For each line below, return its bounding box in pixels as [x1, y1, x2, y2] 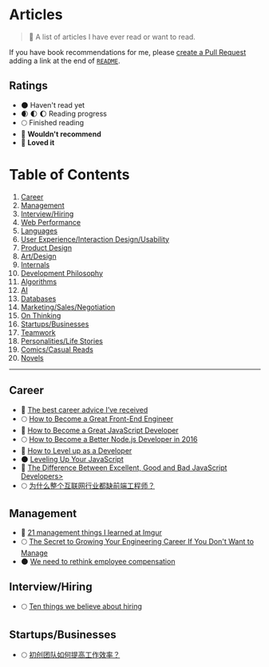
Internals [20, 259, 50, 269]
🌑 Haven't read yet [20, 100, 85, 109]
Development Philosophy [20, 268, 103, 278]
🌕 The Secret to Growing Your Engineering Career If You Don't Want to [20, 537, 255, 547]
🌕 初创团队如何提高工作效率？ [20, 649, 121, 659]
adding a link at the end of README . [9, 56, 121, 65]
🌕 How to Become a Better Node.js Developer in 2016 [20, 434, 198, 444]
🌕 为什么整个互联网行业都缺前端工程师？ [20, 480, 155, 490]
